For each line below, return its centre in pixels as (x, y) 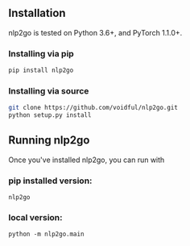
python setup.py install (50, 115)
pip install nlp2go (41, 71)
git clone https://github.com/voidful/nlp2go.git (93, 108)
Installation (37, 13)
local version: (35, 218)
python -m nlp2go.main (46, 234)
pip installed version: (50, 181)
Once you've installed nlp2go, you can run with (87, 160)
